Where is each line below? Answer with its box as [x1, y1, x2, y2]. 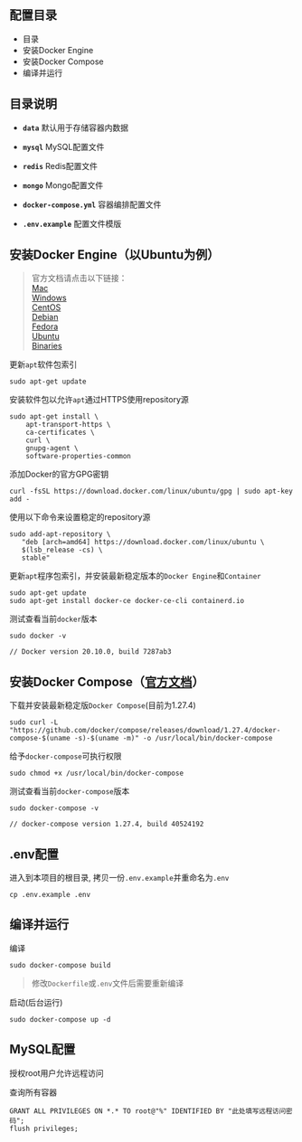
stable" [21, 553, 51, 562]
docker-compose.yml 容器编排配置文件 [22, 199, 162, 210]
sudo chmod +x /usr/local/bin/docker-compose [9, 769, 184, 779]
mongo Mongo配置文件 [22, 179, 104, 191]
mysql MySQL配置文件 [22, 141, 105, 152]
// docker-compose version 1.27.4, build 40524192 [9, 820, 204, 829]
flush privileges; [9, 1124, 79, 1133]
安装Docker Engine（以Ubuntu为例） [9, 247, 220, 263]
